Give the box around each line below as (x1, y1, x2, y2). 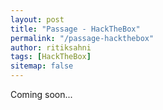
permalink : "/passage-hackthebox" (10, 33, 155, 43)
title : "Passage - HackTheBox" (10, 24, 141, 34)
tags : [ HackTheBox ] (10, 52, 92, 62)
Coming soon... (10, 89, 73, 100)
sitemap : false (10, 61, 74, 71)
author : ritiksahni (10, 42, 92, 53)
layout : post (10, 14, 65, 25)
